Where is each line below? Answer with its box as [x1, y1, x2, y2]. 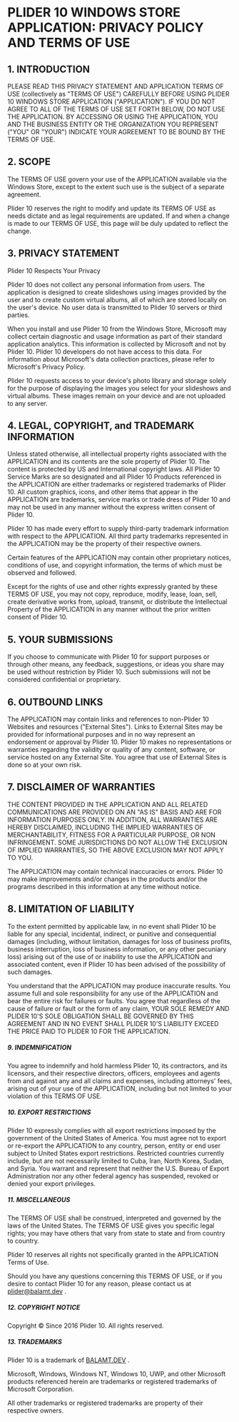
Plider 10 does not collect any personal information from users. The [7, 280, 205, 289]
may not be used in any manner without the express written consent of [7, 503, 215, 512]
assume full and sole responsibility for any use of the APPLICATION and [7, 989, 219, 998]
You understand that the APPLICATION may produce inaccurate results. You [7, 981, 230, 990]
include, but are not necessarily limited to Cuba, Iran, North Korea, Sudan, [7, 1156, 225, 1165]
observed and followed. [7, 569, 77, 577]
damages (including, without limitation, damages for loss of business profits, [7, 937, 232, 945]
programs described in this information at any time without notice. [7, 882, 201, 890]
